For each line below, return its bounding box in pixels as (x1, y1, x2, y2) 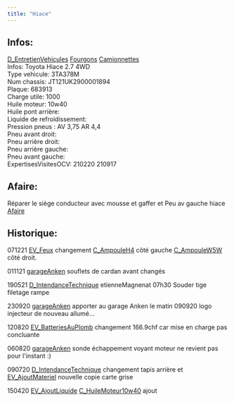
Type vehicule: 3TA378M (7, 70, 79, 78)
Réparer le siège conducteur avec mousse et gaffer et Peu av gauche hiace (7, 199, 226, 208)
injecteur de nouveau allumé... (7, 310, 95, 318)
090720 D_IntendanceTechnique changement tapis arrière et (7, 365, 183, 374)
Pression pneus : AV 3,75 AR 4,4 (7, 123, 101, 131)
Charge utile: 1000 (7, 92, 61, 101)
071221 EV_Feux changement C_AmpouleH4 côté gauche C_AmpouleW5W (7, 246, 223, 255)
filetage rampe (7, 288, 50, 297)
